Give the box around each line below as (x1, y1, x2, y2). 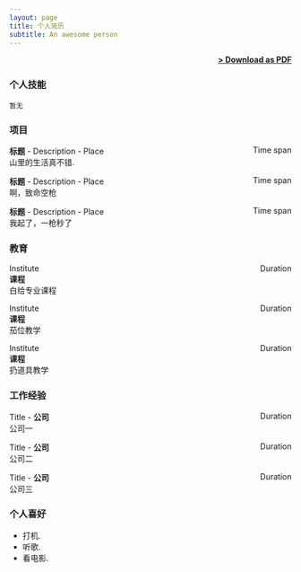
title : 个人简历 (9, 22, 64, 31)
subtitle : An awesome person (9, 30, 118, 39)
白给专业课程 (9, 285, 56, 296)
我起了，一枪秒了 (9, 217, 73, 228)
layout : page (9, 13, 58, 22)
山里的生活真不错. (9, 156, 75, 167)
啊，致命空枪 (9, 187, 56, 198)
